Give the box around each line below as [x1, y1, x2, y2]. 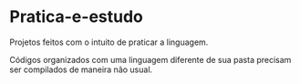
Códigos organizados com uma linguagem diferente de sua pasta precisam [9, 54, 292, 65]
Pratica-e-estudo [9, 6, 144, 27]
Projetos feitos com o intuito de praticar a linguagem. [9, 37, 209, 47]
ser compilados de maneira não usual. [9, 64, 153, 75]
